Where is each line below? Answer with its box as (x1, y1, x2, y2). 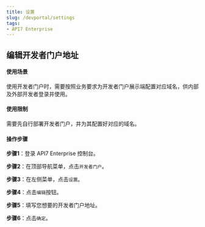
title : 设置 (6, 9, 35, 15)
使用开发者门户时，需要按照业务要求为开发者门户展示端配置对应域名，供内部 (6, 83, 199, 90)
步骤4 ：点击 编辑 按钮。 (6, 189, 62, 196)
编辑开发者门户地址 (6, 50, 79, 60)
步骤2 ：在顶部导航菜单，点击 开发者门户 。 (6, 162, 108, 170)
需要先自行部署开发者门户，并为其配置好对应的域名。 (6, 120, 140, 128)
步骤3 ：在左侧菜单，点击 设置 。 (6, 176, 84, 183)
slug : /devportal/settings (6, 15, 75, 21)
